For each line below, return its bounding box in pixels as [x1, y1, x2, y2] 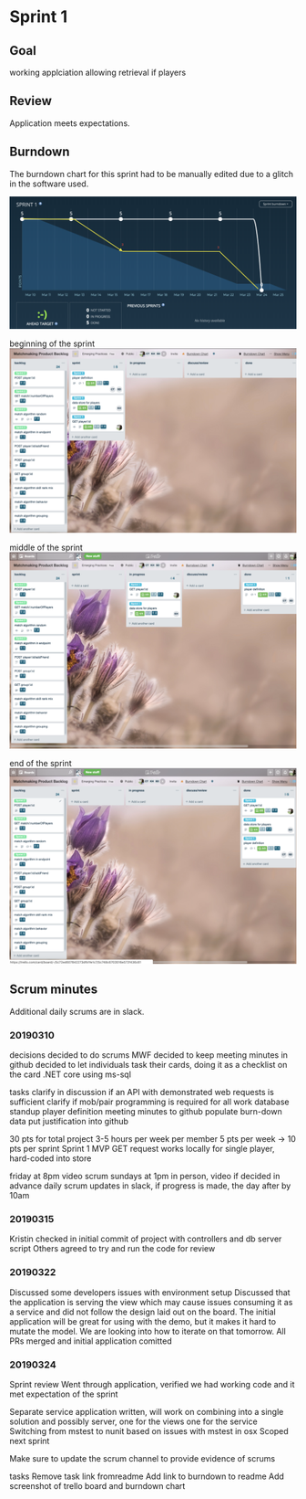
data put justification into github [9, 1116, 129, 1126]
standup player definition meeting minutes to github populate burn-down [9, 1106, 282, 1116]
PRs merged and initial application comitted [9, 1335, 173, 1346]
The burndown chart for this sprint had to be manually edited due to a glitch [9, 168, 294, 179]
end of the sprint [9, 758, 73, 769]
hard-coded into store [9, 1153, 92, 1164]
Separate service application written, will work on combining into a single [9, 1406, 284, 1417]
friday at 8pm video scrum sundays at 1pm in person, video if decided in [9, 1171, 280, 1181]
